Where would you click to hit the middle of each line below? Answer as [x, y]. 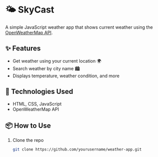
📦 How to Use [28, 125]
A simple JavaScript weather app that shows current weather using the [79, 27]
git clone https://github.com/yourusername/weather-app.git [77, 149]
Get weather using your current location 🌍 [57, 61]
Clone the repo [28, 140]
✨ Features [23, 48]
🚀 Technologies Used [39, 92]
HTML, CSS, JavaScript [37, 103]
